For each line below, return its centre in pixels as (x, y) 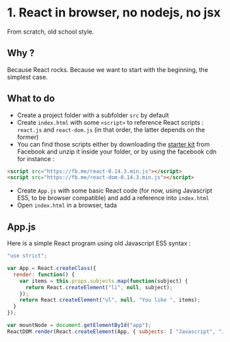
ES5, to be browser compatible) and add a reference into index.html (113, 198)
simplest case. (27, 77)
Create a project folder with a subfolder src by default (93, 115)
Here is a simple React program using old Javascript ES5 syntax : (99, 243)
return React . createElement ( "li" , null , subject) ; (99, 287)
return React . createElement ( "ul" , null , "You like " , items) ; (110, 300)
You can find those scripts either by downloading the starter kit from (113, 144)
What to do (31, 98)
